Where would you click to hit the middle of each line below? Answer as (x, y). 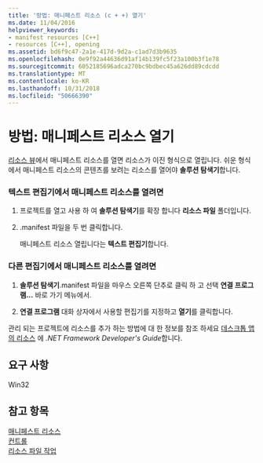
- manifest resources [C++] (54, 37)
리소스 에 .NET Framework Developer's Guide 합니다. (99, 337)
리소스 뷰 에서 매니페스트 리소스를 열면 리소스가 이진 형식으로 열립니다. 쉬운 (122, 160)
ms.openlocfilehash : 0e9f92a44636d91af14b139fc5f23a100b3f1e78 (114, 60)
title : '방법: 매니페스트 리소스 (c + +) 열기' (77, 15)
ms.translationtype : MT (47, 74)
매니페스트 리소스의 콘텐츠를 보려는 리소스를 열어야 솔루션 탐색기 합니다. (131, 170)
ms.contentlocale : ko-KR (49, 81)
